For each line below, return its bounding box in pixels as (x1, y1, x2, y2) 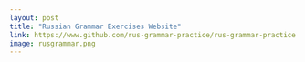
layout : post (9, 13, 59, 23)
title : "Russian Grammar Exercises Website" (9, 22, 182, 31)
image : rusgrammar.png (9, 38, 96, 48)
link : (9, 30, 30, 39)
